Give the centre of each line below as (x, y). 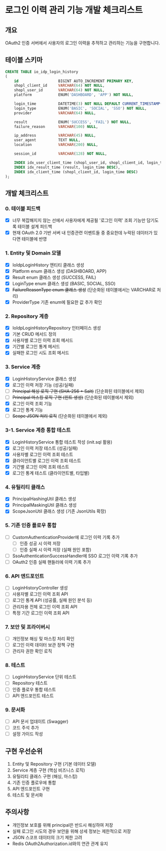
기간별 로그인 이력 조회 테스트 (41, 466)
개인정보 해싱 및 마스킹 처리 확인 (43, 639)
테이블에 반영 (34, 239)
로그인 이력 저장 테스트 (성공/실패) (45, 448)
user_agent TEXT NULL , (47, 140)
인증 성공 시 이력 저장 (40, 543)
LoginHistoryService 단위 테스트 (44, 677)
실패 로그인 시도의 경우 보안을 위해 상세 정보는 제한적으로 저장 (71, 831)
